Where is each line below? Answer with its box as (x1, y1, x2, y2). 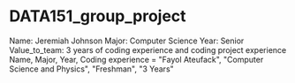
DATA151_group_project (9, 6, 187, 26)
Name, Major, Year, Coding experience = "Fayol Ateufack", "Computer (9, 54, 264, 64)
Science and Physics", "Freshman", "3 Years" (9, 64, 174, 74)
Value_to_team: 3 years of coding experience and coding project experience (9, 44, 287, 55)
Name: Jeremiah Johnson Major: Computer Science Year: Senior (9, 35, 245, 46)
